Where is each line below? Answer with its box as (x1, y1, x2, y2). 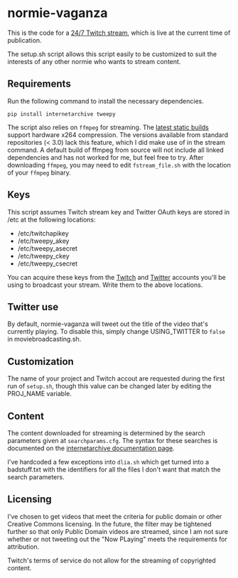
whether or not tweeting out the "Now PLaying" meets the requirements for (7, 535, 227, 543)
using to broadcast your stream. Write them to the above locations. (7, 280, 203, 289)
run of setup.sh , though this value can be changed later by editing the (7, 382, 212, 391)
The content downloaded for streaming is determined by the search (7, 429, 206, 437)
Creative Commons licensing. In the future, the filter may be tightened (7, 520, 212, 528)
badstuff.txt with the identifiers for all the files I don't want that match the (7, 465, 221, 474)
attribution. (7, 542, 40, 551)
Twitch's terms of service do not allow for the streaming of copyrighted (7, 556, 216, 565)
